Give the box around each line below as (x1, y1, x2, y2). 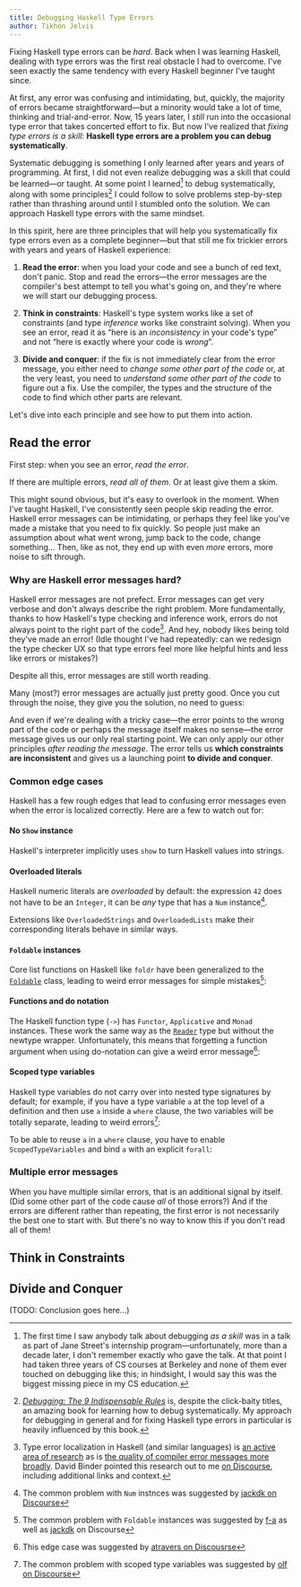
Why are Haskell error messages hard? (9, 574, 182, 586)
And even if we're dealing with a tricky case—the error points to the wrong (9, 715, 285, 725)
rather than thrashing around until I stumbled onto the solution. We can (9, 198, 271, 209)
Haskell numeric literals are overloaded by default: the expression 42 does (9, 886, 282, 897)
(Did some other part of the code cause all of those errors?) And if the (9, 1196, 269, 1206)
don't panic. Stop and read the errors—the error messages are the (21, 271, 267, 282)
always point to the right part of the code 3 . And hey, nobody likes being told (9, 622, 289, 635)
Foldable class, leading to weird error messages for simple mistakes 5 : (9, 974, 267, 986)
